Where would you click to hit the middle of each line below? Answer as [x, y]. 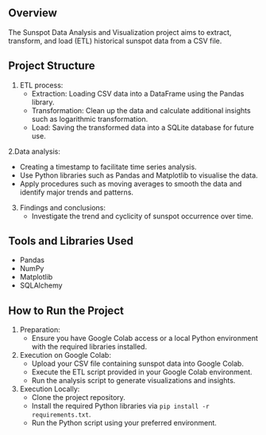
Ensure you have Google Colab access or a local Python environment [145, 339]
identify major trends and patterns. [76, 192]
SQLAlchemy [41, 285]
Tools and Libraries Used [71, 241]
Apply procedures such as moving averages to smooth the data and [131, 183]
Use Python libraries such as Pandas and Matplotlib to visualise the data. [139, 175]
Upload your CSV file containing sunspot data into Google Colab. [138, 364]
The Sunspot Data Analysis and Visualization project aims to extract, [120, 32]
